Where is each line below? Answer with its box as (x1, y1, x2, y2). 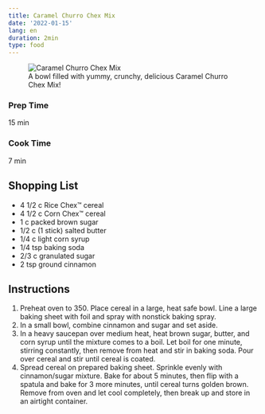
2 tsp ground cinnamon (19, 260, 97, 269)
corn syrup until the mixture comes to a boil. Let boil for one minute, (19, 338, 243, 347)
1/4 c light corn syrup (19, 234, 90, 244)
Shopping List (8, 179, 79, 193)
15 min (8, 118, 29, 127)
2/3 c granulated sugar (19, 251, 95, 260)
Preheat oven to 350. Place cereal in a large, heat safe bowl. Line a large (19, 303, 257, 313)
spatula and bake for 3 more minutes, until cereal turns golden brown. (19, 380, 249, 389)
